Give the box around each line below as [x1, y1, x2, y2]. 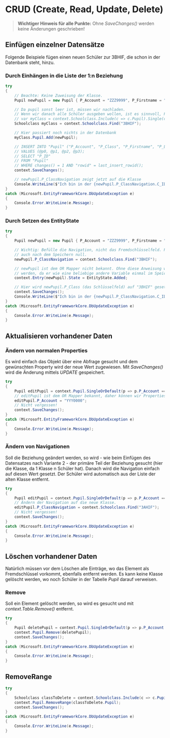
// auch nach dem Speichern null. [14, 252, 87, 257]
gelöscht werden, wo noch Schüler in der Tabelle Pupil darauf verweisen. [5, 576, 158, 583]
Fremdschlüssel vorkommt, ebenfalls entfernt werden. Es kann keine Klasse [5, 571, 163, 577]
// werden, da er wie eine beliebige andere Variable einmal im [14, 271, 153, 276]
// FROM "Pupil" [14, 158, 49, 164]
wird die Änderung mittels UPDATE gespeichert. [5, 369, 105, 375]
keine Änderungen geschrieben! [17, 25, 85, 31]
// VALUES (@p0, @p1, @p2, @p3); [14, 149, 85, 154]
